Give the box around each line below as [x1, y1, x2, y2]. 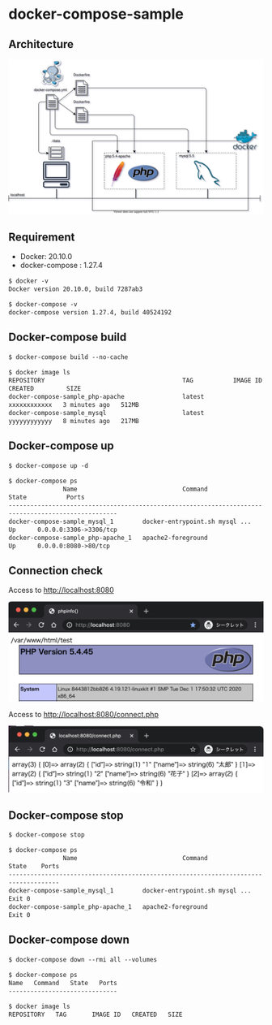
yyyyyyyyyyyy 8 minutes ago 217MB [8, 417, 139, 425]
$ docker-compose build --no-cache [8, 352, 129, 361]
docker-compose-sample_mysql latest [8, 409, 205, 417]
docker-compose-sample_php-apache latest [8, 392, 205, 400]
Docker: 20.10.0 [19, 251, 73, 261]
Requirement [8, 230, 75, 244]
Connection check [8, 564, 104, 577]
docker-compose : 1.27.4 [19, 260, 104, 270]
